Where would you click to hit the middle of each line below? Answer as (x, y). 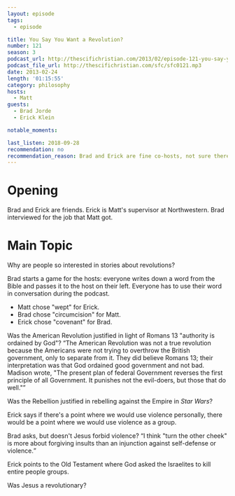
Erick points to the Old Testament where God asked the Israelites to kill (109, 464)
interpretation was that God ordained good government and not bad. (106, 366)
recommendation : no (36, 149)
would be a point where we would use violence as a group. (92, 422)
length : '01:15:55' (36, 78)
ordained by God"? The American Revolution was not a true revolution (109, 343)
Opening (33, 191)
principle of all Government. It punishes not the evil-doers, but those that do (116, 380)
